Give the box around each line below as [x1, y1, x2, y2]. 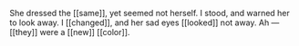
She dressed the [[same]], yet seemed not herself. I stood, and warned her [9, 8, 290, 18]
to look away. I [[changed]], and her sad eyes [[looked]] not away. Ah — [9, 17, 280, 28]
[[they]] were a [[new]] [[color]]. [9, 27, 130, 37]
